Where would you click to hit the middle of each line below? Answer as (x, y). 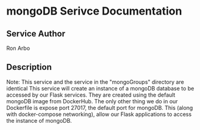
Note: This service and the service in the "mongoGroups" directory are (95, 82)
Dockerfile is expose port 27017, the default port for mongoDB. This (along (100, 108)
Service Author (36, 34)
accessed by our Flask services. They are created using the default (91, 95)
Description (29, 67)
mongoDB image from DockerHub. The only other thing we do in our (92, 101)
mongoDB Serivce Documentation (94, 11)
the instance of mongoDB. (39, 120)
